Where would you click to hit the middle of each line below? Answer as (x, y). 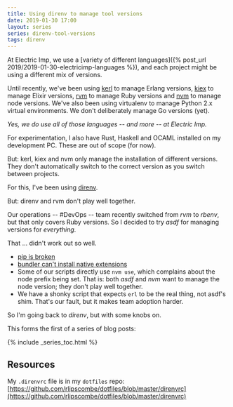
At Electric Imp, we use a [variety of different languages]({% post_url (107, 60)
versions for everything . (42, 229)
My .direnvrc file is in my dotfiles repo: (66, 381)
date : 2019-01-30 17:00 (42, 20)
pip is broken (36, 257)
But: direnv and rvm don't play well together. (71, 201)
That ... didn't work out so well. (52, 243)
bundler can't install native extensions (72, 265)
